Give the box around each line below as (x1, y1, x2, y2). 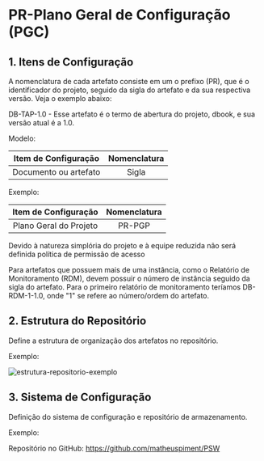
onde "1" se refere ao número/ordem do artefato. (47, 291, 210, 300)
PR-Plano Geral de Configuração (8, 6, 231, 24)
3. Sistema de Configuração (8, 391, 152, 404)
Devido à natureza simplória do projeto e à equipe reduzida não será (8, 241, 237, 250)
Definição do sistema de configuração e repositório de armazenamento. (8, 412, 248, 421)
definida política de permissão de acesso (8, 249, 145, 259)
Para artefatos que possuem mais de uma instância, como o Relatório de (8, 265, 250, 274)
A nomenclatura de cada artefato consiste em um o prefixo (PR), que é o (8, 77, 249, 86)
